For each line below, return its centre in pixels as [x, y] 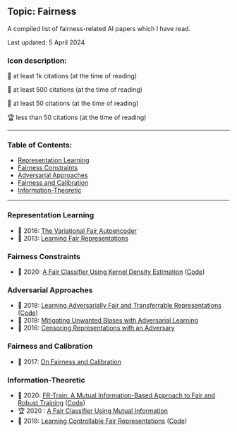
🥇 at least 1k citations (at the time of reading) [72, 76]
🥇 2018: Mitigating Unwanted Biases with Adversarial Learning [108, 320]
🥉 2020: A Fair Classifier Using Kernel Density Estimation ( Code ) [111, 272]
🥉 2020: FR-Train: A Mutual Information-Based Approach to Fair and [116, 395]
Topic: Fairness [42, 12]
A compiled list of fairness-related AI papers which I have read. [99, 28]
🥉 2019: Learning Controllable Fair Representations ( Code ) [102, 421]
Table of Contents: [40, 145]
